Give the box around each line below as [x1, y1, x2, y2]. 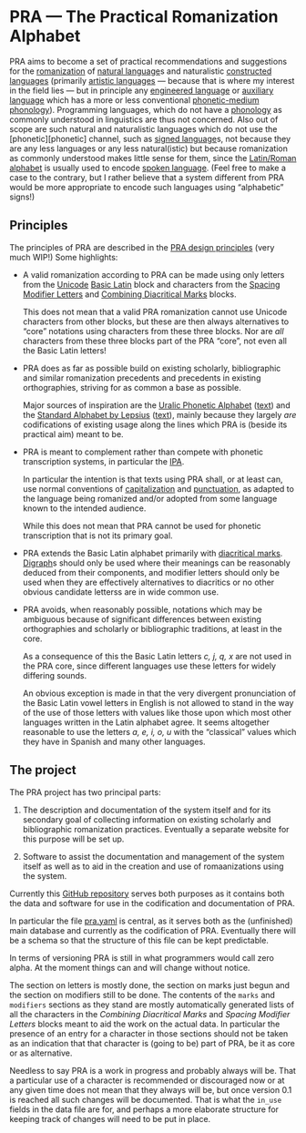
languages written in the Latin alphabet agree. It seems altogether [22, 717, 270, 728]
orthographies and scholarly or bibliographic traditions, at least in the [22, 623, 282, 634]
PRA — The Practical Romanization [9, 6, 279, 27]
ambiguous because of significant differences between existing [22, 613, 261, 625]
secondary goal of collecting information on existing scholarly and [22, 813, 271, 825]
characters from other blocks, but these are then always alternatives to [22, 316, 290, 327]
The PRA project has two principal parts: [9, 786, 161, 798]
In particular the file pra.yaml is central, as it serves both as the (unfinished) [9, 915, 293, 926]
